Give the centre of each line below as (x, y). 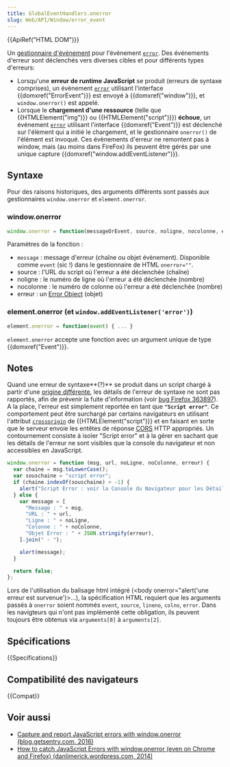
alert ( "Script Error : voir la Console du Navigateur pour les (112, 489)
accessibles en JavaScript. (45, 450)
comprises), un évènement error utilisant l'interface (90, 88)
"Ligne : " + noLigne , (57, 521)
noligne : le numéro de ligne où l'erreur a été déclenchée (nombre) (111, 280)
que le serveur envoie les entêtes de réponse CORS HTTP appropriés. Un (111, 429)
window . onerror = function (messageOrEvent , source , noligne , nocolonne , (113, 231)
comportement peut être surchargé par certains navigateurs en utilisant (108, 414)
